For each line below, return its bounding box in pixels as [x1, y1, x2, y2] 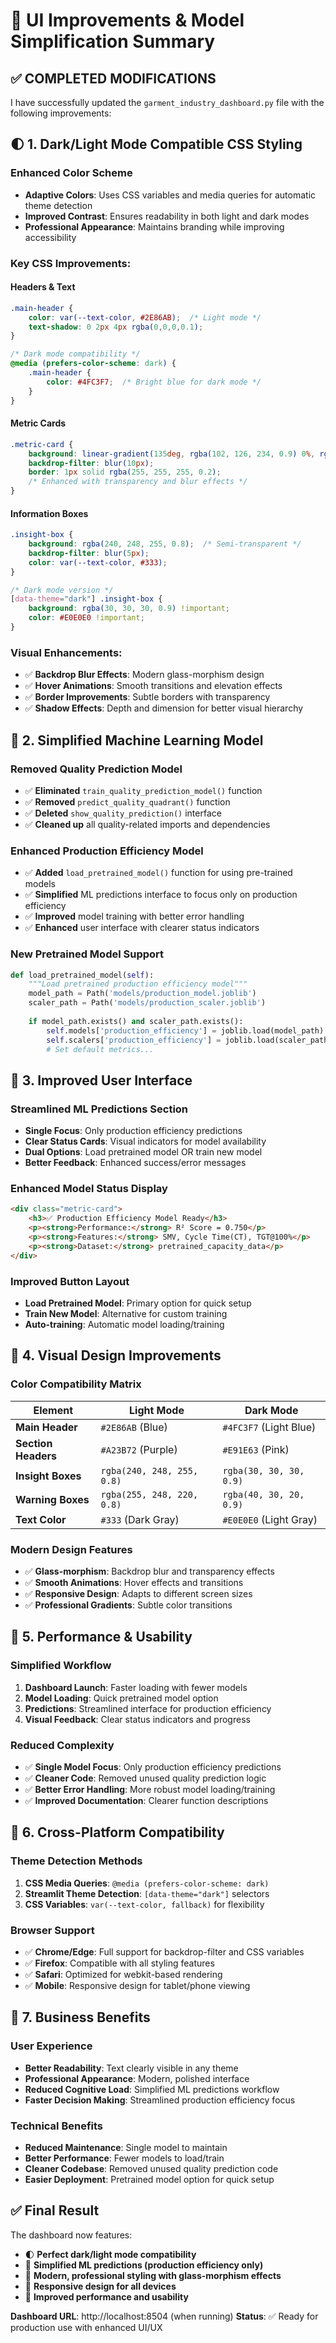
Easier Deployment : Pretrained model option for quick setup [24, 2173, 275, 2185]
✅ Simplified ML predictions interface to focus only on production [24, 889, 298, 901]
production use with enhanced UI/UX [10, 2321, 163, 2333]
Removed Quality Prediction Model [10, 762, 183, 776]
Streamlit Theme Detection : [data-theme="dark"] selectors [24, 1887, 270, 1899]
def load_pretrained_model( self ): [10, 970, 155, 980]
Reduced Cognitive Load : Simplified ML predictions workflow [24, 2083, 280, 2095]
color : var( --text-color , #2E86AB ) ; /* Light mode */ [28, 312, 262, 323]
